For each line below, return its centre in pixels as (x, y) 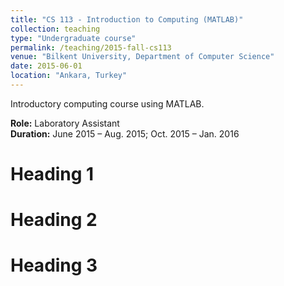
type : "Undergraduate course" (73, 38)
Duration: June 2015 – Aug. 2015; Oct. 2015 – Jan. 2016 (125, 133)
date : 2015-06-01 (46, 66)
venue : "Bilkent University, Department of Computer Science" (142, 57)
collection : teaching (55, 29)
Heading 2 (54, 220)
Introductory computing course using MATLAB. (107, 103)
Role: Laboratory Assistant (65, 123)
